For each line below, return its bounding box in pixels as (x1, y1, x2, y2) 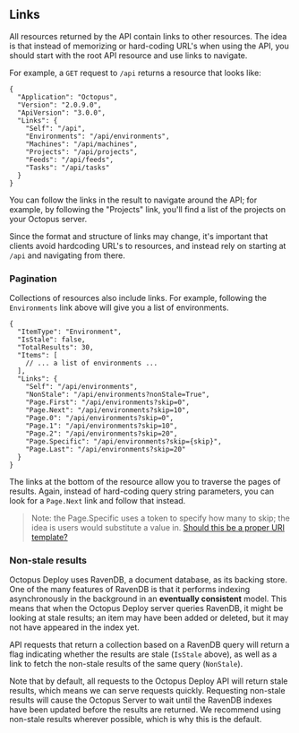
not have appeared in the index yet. (9, 622, 141, 633)
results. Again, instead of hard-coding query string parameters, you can (9, 486, 275, 496)
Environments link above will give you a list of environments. (9, 302, 229, 313)
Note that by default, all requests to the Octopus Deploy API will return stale (9, 676, 288, 686)
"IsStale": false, (17, 335, 87, 344)
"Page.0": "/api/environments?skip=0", (25, 414, 175, 423)
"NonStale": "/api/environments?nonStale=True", (25, 390, 210, 400)
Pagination (9, 272, 57, 285)
